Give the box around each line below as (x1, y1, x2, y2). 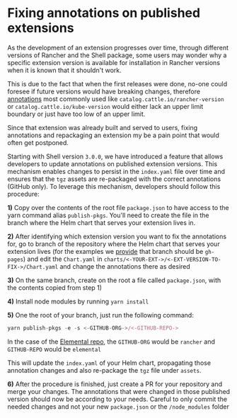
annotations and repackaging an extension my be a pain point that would (7, 131, 219, 139)
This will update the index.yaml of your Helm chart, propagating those (7, 359, 211, 367)
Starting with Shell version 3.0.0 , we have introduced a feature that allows (7, 152, 224, 161)
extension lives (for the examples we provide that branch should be (7, 247, 204, 255)
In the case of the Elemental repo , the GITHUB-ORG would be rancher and (7, 337, 216, 346)
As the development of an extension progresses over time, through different (7, 43, 229, 52)
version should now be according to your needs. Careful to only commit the (7, 395, 228, 403)
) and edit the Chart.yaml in (23, 255, 103, 263)
